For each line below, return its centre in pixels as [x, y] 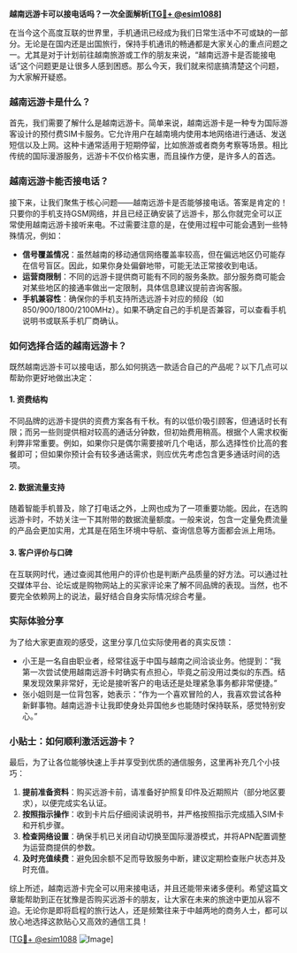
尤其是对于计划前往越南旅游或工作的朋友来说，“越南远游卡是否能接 [146, 55]
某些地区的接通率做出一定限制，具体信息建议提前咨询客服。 [138, 288]
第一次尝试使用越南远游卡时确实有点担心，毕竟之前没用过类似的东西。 [150, 672]
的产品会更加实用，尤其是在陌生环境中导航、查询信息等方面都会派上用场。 [145, 531]
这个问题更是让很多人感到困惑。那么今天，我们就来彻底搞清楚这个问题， [152, 66]
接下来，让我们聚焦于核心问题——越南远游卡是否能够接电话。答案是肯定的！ [148, 202]
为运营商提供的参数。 [61, 848]
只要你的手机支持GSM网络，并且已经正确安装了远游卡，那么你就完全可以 [142, 213]
